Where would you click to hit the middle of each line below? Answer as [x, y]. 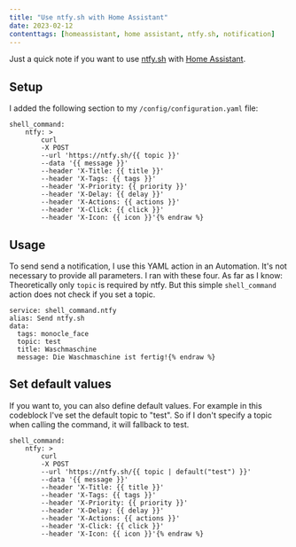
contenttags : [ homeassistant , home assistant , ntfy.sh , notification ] [142, 34]
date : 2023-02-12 [41, 26]
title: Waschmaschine [57, 349]
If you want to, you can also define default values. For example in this [136, 405]
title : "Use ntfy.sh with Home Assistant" [89, 17]
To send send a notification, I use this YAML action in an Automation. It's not [148, 266]
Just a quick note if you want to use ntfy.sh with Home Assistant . [128, 59]
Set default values [61, 384]
